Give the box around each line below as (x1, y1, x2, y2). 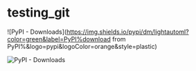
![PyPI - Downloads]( (7, 28, 67, 36)
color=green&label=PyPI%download (7, 34, 111, 43)
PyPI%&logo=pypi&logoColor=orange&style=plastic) (7, 42, 157, 50)
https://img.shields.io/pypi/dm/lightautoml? (66, 28, 189, 36)
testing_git (7, 5, 71, 21)
